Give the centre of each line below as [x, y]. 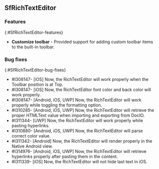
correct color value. [31, 136]
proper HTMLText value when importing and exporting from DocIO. [78, 115]
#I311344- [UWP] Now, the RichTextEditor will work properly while [77, 120]
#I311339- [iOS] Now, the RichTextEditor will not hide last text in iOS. [79, 161]
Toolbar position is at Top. [37, 84]
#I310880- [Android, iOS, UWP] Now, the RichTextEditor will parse [77, 131]
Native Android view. [32, 146]
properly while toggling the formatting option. [57, 105]
